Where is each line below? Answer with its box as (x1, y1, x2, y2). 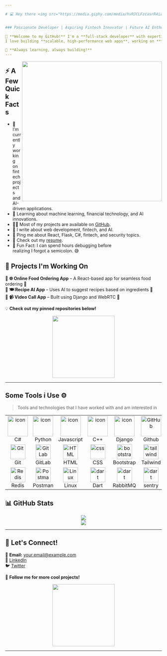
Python (34, 436, 52, 443)
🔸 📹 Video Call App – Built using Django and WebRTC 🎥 (5, 294, 120, 300)
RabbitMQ (112, 482, 136, 489)
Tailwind (141, 459, 161, 466)
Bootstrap (113, 459, 136, 466)
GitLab (35, 459, 51, 466)
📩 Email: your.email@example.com (5, 552, 77, 558)
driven (12, 205, 26, 211)
